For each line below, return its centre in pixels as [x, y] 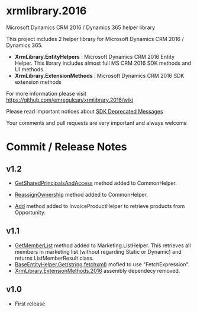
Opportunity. [30, 212]
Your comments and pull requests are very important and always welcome [97, 122]
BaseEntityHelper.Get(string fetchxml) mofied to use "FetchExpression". [102, 264]
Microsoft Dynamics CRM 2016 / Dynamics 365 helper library [81, 27]
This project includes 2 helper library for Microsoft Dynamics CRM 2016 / [95, 39]
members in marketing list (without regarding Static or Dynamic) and [98, 251]
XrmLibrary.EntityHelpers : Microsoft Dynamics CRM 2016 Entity [95, 56]
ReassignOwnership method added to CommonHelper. [81, 194]
